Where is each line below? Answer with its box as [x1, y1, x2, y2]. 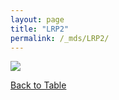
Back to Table [10, 79, 67, 91]
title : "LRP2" [10, 24, 70, 34]
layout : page [10, 14, 65, 25]
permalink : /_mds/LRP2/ [10, 33, 110, 43]
